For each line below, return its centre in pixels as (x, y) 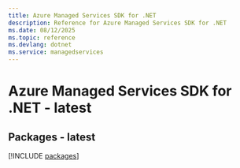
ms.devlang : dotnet (40, 45)
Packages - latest (52, 137)
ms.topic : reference (42, 37)
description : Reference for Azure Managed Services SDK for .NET (117, 23)
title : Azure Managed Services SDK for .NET (82, 15)
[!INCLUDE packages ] (44, 156)
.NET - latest (50, 108)
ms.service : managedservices (56, 52)
